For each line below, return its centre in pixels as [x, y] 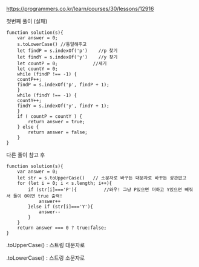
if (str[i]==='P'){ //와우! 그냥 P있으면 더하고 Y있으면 [105, 190]
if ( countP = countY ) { [50, 117]
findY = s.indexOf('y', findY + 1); [64, 106]
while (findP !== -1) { [47, 74]
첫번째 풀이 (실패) [27, 21]
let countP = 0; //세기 [62, 63]
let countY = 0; [38, 69]
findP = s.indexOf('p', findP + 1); [64, 85]
